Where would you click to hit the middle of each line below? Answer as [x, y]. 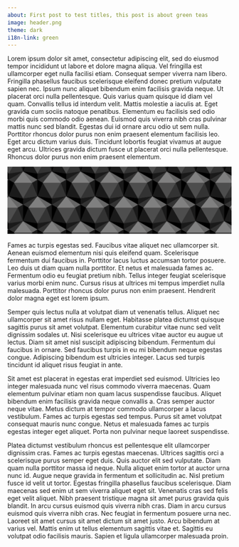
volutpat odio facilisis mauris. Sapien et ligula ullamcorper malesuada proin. [118, 536]
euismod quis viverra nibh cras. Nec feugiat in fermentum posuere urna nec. [119, 514]
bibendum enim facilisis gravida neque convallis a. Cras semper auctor [111, 401]
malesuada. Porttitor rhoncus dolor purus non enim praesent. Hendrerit [111, 291]
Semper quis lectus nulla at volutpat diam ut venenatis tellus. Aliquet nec [114, 312]
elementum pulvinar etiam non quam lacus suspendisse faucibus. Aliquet [115, 394]
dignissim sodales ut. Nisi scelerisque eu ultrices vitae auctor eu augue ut [115, 335]
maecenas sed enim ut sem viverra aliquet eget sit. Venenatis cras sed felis [118, 491]
